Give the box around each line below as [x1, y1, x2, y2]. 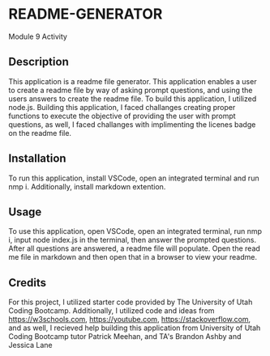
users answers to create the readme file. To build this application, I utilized [8, 94, 257, 104]
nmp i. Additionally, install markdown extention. [8, 181, 166, 191]
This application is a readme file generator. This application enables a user [8, 76, 257, 86]
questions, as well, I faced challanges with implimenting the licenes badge [8, 119, 256, 129]
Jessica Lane [8, 341, 53, 350]
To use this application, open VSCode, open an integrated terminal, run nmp [8, 227, 262, 236]
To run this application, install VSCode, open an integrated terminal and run [8, 173, 259, 183]
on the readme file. [8, 128, 71, 138]
